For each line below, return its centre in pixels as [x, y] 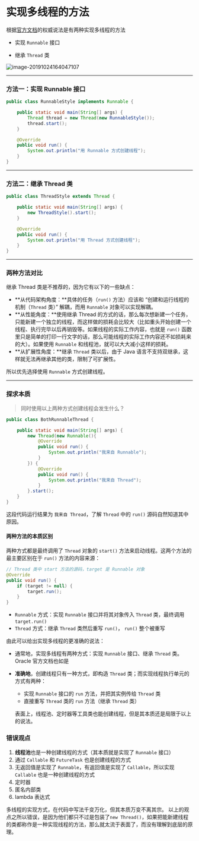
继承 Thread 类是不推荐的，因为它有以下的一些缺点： [71, 287]
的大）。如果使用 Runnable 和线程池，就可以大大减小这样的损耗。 [93, 344]
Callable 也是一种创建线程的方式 [55, 774]
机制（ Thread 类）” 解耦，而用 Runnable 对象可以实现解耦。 [85, 307]
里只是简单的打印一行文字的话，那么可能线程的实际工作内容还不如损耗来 [103, 337]
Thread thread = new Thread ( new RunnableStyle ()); [91, 118]
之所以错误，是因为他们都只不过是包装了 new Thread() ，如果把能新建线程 [99, 817]
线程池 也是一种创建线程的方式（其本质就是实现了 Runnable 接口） [94, 752]
